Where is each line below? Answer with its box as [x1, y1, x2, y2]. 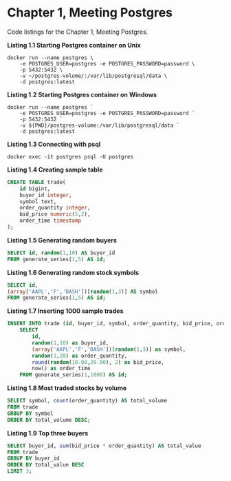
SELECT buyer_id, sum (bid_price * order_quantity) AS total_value [7, 442, 201, 449]
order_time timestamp [19, 217, 81, 225]
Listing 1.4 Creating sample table [7, 165, 103, 174]
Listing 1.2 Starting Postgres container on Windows [7, 90, 157, 99]
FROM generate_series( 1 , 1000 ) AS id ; [19, 371, 128, 378]
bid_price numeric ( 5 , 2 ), [19, 211, 91, 218]
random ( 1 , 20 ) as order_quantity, [32, 352, 128, 359]
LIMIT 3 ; [7, 468, 32, 475]
